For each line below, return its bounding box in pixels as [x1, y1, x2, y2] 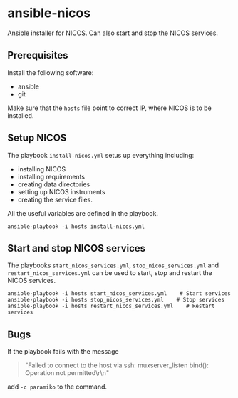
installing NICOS [17, 164, 66, 173]
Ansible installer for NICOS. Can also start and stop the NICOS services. [7, 29, 219, 37]
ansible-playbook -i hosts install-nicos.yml [7, 223, 145, 230]
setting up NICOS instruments [17, 187, 105, 196]
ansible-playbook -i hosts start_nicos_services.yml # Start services [7, 290, 232, 297]
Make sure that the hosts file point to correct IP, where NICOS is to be [7, 104, 212, 112]
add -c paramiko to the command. [7, 382, 108, 391]
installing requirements [17, 172, 86, 181]
